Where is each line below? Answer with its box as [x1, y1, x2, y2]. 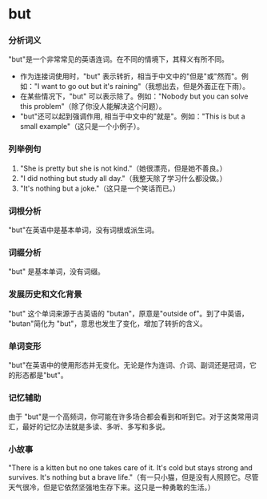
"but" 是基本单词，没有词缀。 [8, 267, 106, 276]
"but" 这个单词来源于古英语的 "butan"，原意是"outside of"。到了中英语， [8, 308, 249, 318]
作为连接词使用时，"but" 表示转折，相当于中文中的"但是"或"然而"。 [19, 71, 242, 81]
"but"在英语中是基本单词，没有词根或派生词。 [8, 225, 159, 235]
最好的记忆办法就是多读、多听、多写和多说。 [22, 422, 169, 432]
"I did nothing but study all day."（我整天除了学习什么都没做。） [19, 173, 227, 183]
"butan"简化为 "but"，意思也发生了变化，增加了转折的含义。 [8, 318, 208, 328]
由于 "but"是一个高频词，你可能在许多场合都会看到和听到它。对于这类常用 [8, 412, 252, 421]
